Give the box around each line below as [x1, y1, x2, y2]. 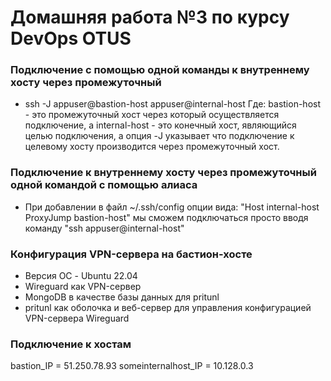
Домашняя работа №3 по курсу [10, 6, 290, 29]
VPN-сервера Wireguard [24, 312, 130, 325]
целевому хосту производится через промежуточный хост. [24, 141, 280, 153]
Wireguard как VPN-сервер [24, 281, 142, 293]
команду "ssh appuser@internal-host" [24, 222, 185, 234]
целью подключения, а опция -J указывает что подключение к [24, 130, 295, 142]
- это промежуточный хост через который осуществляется [24, 109, 280, 121]
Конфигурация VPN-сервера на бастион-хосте [10, 247, 253, 261]
